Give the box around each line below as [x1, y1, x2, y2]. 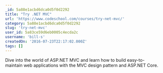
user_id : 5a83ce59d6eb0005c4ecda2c [5, 30, 79, 35]
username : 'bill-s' [5, 35, 45, 40]
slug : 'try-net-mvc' [5, 25, 48, 30]
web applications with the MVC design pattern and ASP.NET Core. [23, 62, 159, 68]
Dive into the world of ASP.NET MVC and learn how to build [5, 57, 126, 63]
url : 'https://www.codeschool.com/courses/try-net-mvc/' [5, 16, 125, 21]
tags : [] [5, 44, 23, 49]
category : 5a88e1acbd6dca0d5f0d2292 [5, 21, 81, 26]
